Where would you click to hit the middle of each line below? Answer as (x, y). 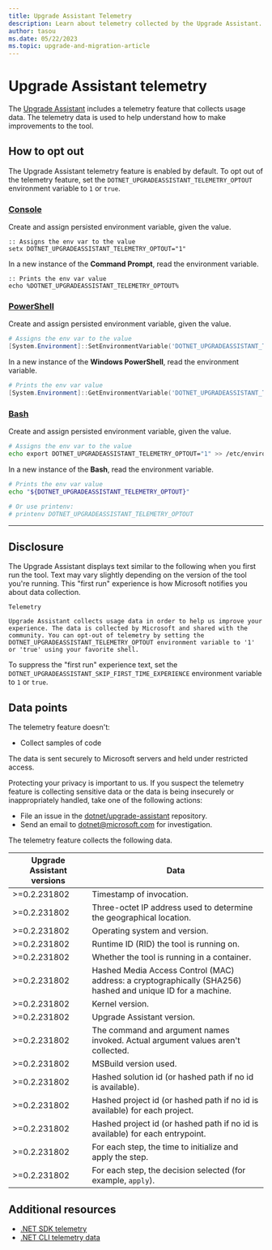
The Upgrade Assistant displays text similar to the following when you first (132, 567)
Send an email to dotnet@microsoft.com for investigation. (116, 825)
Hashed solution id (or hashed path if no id (172, 1077)
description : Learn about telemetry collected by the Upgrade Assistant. (136, 24)
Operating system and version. (150, 931)
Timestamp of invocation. (140, 894)
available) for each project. (143, 1110)
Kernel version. (121, 1004)
